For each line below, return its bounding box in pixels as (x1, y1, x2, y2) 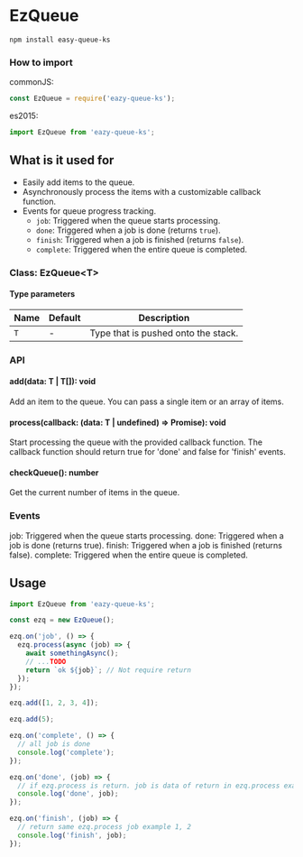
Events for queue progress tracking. (22, 205, 156, 217)
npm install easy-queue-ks (9, 35, 111, 44)
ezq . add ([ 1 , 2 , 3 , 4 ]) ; (9, 698, 99, 708)
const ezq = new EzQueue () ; (9, 615, 115, 625)
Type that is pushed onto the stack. (89, 327, 239, 339)
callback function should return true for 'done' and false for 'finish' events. (9, 447, 286, 457)
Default (48, 311, 81, 324)
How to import (9, 56, 74, 69)
